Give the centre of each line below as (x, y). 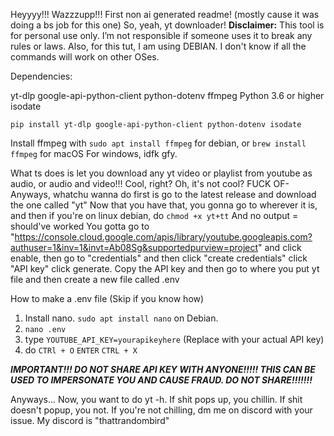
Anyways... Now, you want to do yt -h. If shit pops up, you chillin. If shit (156, 399)
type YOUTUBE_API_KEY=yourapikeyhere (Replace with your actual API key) (174, 339)
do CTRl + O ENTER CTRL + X (81, 350)
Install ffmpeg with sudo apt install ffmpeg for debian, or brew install (158, 143)
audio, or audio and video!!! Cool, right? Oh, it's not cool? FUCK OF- (150, 183)
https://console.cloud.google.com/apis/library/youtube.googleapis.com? (163, 237)
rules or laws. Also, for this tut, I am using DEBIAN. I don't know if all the (158, 46)
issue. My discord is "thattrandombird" (90, 420)
